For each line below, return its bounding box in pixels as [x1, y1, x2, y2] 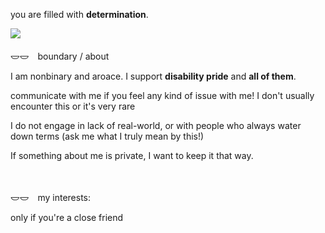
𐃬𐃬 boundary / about [10, 50, 110, 62]
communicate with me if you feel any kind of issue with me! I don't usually [10, 90, 315, 101]
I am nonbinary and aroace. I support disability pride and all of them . [10, 70, 297, 82]
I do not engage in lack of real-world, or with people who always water [10, 120, 302, 131]
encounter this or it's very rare [10, 100, 136, 112]
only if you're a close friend [10, 212, 124, 223]
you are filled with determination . [10, 9, 149, 20]
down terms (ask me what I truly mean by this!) [10, 130, 205, 142]
